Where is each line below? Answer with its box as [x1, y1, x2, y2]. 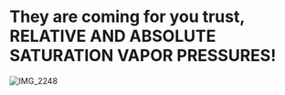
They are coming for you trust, [9, 6, 245, 27]
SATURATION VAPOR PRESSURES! [9, 46, 277, 66]
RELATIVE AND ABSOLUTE [9, 26, 216, 47]
